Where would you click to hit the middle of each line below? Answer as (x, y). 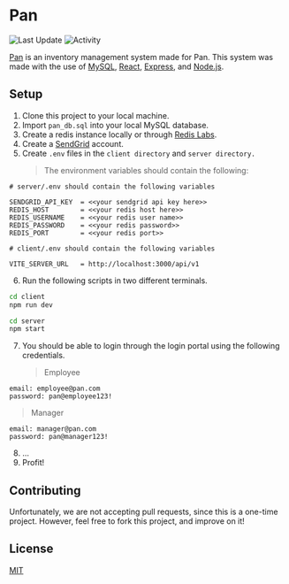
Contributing (45, 491)
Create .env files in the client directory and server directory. (139, 153)
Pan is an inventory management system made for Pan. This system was (141, 57)
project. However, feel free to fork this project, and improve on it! (127, 521)
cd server (27, 321)
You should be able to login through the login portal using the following (151, 346)
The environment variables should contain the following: (146, 170)
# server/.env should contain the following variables (112, 187)
